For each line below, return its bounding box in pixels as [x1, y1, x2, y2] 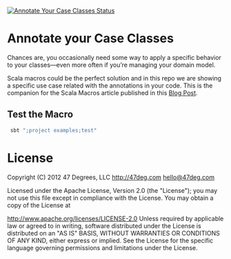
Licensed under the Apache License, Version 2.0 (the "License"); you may [7, 186, 218, 194]
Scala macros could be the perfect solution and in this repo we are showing [7, 74, 222, 82]
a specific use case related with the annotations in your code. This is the [7, 81, 213, 90]
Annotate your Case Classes [7, 31, 174, 46]
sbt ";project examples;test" [10, 127, 97, 134]
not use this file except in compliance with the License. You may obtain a [7, 194, 214, 202]
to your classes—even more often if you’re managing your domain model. [7, 61, 216, 69]
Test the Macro [7, 109, 74, 121]
